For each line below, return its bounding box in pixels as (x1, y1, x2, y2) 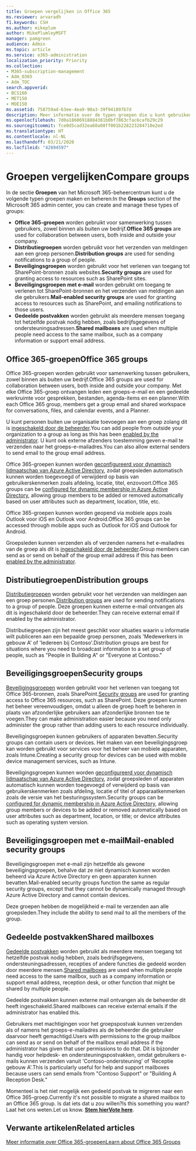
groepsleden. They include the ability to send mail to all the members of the (6, 909, 186, 916)
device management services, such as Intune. (6, 757, 117, 764)
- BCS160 (6, 90, 27, 96)
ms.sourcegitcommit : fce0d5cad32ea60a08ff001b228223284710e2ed (6, 123, 163, 129)
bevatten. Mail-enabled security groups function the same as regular (6, 879, 170, 886)
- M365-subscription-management (6, 68, 85, 74)
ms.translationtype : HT (6, 128, 64, 135)
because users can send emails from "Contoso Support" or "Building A (6, 1070, 177, 1077)
